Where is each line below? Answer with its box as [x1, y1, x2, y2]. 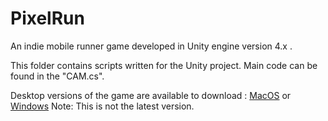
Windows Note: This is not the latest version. [10, 100, 195, 112]
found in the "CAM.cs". [10, 70, 105, 82]
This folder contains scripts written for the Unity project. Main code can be [10, 59, 318, 71]
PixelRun [10, 7, 85, 30]
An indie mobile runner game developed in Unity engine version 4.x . [10, 40, 293, 52]
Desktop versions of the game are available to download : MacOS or [10, 89, 292, 101]
